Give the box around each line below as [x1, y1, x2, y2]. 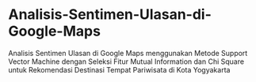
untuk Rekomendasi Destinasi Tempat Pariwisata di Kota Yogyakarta [8, 65, 231, 74]
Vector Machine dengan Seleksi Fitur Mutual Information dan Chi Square [8, 57, 244, 66]
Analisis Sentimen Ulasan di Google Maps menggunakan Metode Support [8, 48, 248, 58]
